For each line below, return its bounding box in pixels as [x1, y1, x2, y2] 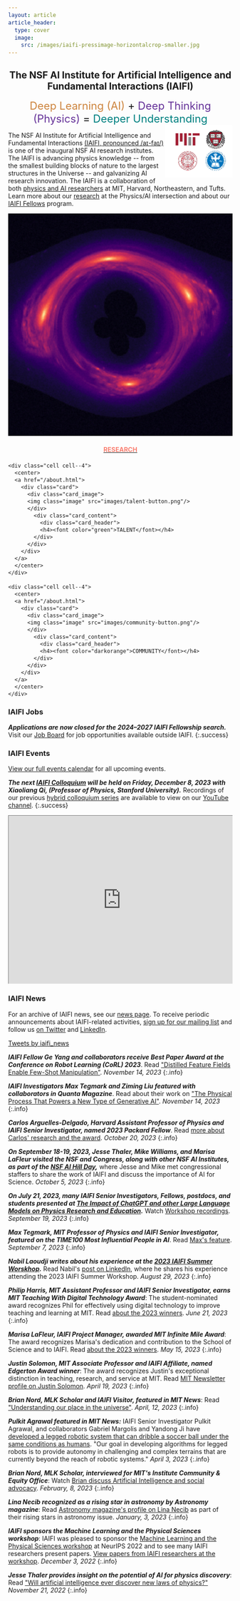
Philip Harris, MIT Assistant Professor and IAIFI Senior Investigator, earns [8, 1286, 231, 1294]
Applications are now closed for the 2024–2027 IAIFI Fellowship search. [8, 723, 226, 732]
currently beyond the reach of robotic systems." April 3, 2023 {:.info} [8, 1455, 210, 1463]
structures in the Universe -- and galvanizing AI [8, 168, 148, 178]
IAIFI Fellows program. [8, 199, 74, 208]
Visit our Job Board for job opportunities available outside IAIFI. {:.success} [8, 731, 229, 740]
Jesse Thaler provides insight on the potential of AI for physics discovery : [8, 1570, 232, 1579]
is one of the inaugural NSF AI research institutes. [8, 146, 154, 155]
